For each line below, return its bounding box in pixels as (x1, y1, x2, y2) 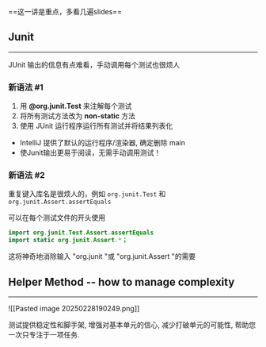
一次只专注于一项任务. (8, 330, 81, 339)
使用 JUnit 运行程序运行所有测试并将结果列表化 (19, 121, 173, 131)
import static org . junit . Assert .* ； (8, 237, 128, 245)
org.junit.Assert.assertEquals (8, 198, 112, 206)
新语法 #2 (8, 170, 45, 181)
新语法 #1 (8, 82, 44, 93)
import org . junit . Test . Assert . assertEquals (8, 229, 154, 237)
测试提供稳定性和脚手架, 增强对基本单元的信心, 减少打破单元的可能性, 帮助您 (8, 320, 256, 330)
